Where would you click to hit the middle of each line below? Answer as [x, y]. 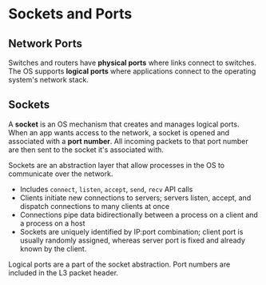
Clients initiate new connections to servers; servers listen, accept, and [135, 198]
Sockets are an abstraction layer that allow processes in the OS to [117, 165]
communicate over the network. [61, 174]
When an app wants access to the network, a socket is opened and [119, 132]
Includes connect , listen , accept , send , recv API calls [106, 189]
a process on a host [52, 223]
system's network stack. [49, 80]
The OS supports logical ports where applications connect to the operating [132, 71]
